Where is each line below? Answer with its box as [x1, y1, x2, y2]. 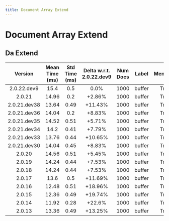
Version [14, 70, 34, 77]
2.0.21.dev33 [8, 134, 40, 141]
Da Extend [5, 49, 38, 58]
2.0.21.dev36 [8, 109, 40, 116]
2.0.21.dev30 [8, 142, 40, 149]
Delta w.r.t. [83, 67, 110, 74]
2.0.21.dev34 [8, 126, 40, 133]
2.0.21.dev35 [8, 118, 40, 125]
